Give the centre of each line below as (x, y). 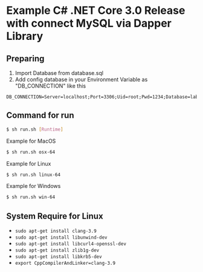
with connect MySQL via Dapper (89, 23)
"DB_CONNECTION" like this (50, 86)
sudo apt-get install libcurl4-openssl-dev (71, 244)
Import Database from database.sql (59, 73)
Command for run (40, 115)
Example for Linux (29, 163)
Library (25, 36)
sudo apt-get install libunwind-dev (61, 238)
